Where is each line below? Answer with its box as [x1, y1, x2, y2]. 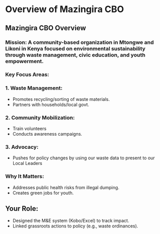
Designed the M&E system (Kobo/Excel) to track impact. [12, 218, 130, 224]
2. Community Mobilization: [5, 114, 75, 121]
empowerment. [5, 57, 44, 65]
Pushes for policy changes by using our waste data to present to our [12, 155, 155, 161]
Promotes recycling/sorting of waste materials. [12, 96, 110, 102]
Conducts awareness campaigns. [12, 131, 82, 137]
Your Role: [5, 204, 39, 213]
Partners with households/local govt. [12, 101, 89, 107]
